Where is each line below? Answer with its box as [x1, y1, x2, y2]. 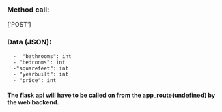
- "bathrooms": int [13, 53, 72, 59]
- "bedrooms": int [13, 59, 66, 66]
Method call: [7, 5, 50, 14]
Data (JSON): [7, 38, 52, 47]
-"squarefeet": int [13, 65, 69, 72]
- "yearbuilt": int [13, 70, 69, 78]
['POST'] [7, 20, 32, 29]
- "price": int [13, 76, 57, 83]
